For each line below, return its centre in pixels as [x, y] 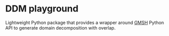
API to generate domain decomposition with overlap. [61, 27]
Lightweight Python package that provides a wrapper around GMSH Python [85, 22]
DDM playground [42, 9]
